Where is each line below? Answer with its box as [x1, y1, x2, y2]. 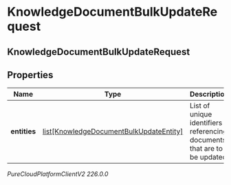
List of [190, 101, 210, 110]
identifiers [190, 118, 223, 127]
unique [190, 110, 212, 119]
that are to [190, 144, 223, 153]
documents [190, 135, 227, 145]
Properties [7, 69, 54, 81]
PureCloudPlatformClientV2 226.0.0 [7, 170, 109, 178]
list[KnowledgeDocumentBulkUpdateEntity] [42, 127, 184, 136]
